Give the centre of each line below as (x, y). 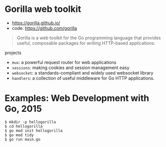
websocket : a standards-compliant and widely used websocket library (83, 73)
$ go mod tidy (19, 135)
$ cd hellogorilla (24, 126)
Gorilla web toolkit (43, 9)
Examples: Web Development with (77, 98)
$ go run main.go (23, 139)
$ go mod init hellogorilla (34, 131)
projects (13, 53)
